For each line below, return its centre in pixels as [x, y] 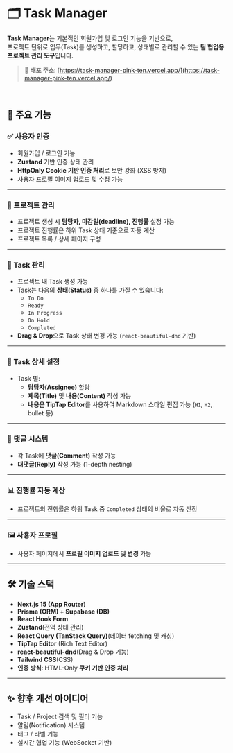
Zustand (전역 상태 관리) [50, 627]
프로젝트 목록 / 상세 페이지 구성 [59, 239]
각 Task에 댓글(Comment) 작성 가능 [67, 456]
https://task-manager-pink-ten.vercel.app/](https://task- [140, 70]
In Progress [45, 313]
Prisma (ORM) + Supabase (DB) [63, 612]
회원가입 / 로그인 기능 [46, 153]
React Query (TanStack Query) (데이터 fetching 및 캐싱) [96, 636]
